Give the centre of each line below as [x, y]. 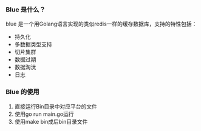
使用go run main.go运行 [44, 114]
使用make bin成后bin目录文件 [51, 121]
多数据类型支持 [33, 44]
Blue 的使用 [23, 92]
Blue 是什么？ [26, 9]
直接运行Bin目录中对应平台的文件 [56, 106]
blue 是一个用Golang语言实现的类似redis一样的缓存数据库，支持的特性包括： [101, 24]
